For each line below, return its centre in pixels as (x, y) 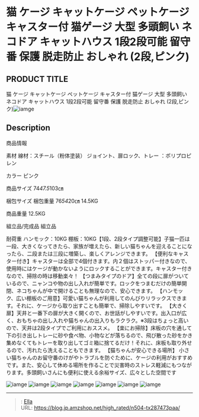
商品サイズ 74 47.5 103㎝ (35, 188)
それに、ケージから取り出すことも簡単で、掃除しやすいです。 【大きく (102, 305)
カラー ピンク (23, 175)
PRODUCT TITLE (37, 79)
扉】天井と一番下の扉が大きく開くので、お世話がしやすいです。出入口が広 (97, 313)
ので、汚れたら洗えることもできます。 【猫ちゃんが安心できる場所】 (94, 350)
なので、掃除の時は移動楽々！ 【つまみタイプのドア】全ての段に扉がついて (97, 276)
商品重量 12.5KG (26, 213)
